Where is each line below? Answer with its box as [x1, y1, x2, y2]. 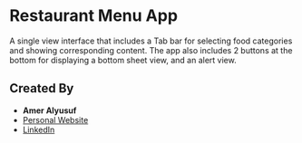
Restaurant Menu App [9, 5, 179, 26]
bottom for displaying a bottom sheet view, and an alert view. [9, 54, 238, 65]
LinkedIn [22, 124, 55, 135]
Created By [9, 81, 74, 96]
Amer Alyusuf [22, 105, 77, 116]
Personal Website [22, 114, 89, 125]
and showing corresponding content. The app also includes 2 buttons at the [9, 44, 293, 55]
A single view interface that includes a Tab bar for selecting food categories [9, 35, 293, 46]
